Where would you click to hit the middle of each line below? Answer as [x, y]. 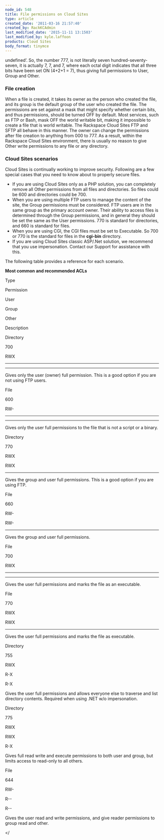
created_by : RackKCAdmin [30, 28]
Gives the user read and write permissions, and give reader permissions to [80, 818]
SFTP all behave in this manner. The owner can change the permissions [77, 130]
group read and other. [27, 823]
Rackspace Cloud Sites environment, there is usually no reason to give [76, 141]
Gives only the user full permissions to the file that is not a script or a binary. [82, 428]
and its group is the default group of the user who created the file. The [76, 104]
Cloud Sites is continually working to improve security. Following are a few [80, 169]
